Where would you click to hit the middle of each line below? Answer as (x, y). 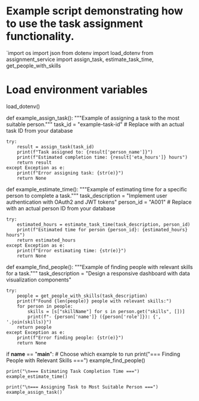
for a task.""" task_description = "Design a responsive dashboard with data (98, 273)
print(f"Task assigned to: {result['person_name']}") (85, 152)
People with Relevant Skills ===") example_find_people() (76, 360)
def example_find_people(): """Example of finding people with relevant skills (100, 267)
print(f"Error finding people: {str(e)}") (70, 338)
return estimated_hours (46, 240)
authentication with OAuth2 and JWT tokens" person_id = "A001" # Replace (99, 202)
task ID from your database (40, 130)
